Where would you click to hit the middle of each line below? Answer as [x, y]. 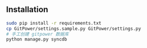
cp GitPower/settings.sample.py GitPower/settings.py [74, 29]
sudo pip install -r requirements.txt [54, 23]
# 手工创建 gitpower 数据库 [37, 34]
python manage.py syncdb [37, 40]
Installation [27, 10]
